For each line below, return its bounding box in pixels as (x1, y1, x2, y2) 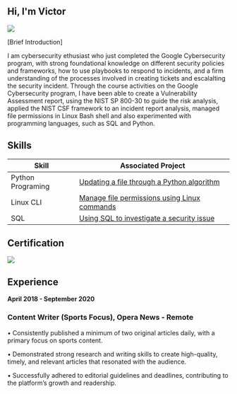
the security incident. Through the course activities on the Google (7, 81, 199, 90)
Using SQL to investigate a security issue (78, 213, 215, 223)
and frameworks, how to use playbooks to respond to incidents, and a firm (7, 66, 224, 75)
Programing (11, 181, 50, 191)
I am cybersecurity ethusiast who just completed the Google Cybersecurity (7, 51, 226, 59)
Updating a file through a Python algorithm (78, 177, 220, 187)
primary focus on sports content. (7, 336, 103, 344)
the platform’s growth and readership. (7, 378, 117, 387)
